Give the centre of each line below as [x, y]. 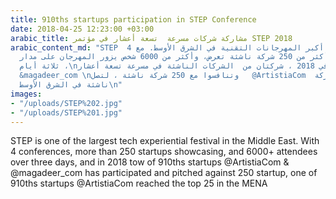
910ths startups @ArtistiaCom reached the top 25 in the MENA [139, 183]
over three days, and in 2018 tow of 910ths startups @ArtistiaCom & [150, 162]
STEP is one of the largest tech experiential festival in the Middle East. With [165, 141]
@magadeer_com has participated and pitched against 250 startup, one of [164, 173]
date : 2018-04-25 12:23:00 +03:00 [82, 29]
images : [26, 94]
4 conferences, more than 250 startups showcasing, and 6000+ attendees [164, 152]
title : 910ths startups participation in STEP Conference [133, 19]
